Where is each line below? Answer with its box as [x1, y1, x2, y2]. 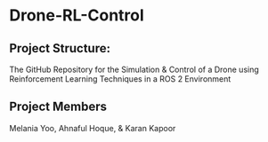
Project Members [9, 99, 108, 114]
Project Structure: [9, 41, 111, 56]
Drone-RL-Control [9, 5, 144, 26]
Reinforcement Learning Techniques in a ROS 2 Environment [9, 74, 231, 84]
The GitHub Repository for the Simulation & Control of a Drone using [9, 64, 260, 75]
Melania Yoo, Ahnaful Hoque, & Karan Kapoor [9, 122, 176, 133]
